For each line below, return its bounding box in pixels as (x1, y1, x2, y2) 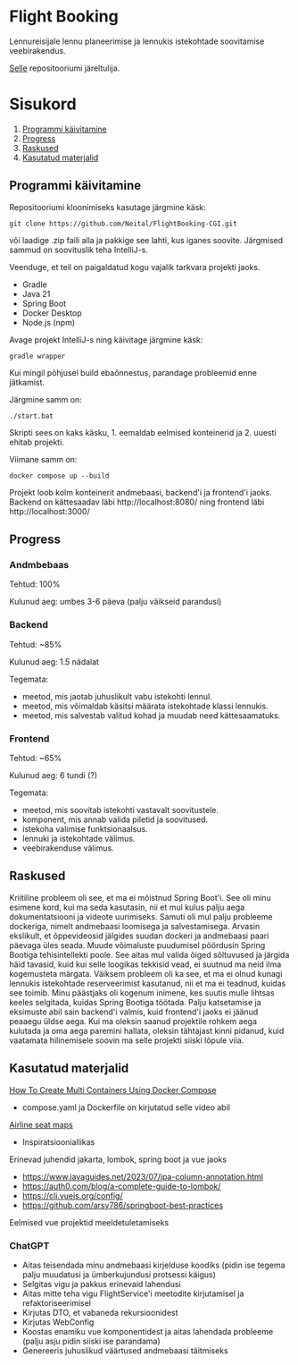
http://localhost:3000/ (9, 505, 91, 516)
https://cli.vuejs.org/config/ (21, 1190, 123, 1200)
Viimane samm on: (9, 454, 78, 464)
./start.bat (9, 411, 54, 420)
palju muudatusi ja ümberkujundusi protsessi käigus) (21, 1268, 217, 1280)
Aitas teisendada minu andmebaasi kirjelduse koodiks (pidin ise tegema (21, 1259, 286, 1270)
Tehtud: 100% (9, 579, 61, 589)
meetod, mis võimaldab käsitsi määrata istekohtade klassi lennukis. (21, 700, 269, 711)
